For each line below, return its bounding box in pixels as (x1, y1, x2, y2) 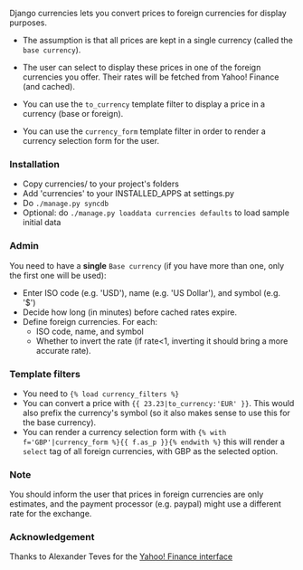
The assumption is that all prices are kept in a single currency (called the (22, 35, 294, 45)
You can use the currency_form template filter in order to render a (22, 126, 267, 137)
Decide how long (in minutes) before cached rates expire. (22, 307, 238, 318)
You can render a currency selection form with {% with (22, 426, 227, 437)
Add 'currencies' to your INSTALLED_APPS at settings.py (22, 188, 235, 199)
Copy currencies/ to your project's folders (22, 178, 179, 189)
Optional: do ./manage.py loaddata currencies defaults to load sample (22, 207, 289, 218)
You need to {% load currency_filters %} (22, 388, 180, 399)
